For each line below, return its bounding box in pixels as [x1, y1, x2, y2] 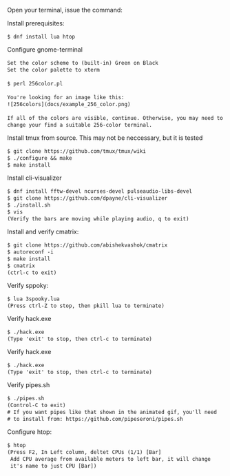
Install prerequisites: [7, 19, 65, 27]
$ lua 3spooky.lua [7, 296, 60, 302]
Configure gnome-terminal [7, 45, 83, 54]
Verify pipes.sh [7, 381, 50, 389]
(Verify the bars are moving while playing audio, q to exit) [7, 216, 189, 223]
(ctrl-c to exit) [7, 269, 57, 276]
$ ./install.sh [7, 202, 51, 209]
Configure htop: [7, 428, 52, 436]
